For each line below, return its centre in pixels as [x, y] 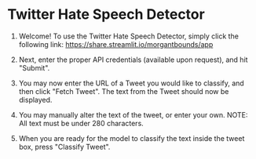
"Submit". [34, 67]
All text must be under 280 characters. [81, 123]
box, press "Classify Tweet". [64, 146]
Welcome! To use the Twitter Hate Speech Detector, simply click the [128, 36]
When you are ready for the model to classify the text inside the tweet [132, 138]
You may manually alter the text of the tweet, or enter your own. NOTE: [133, 114]
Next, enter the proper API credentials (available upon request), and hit [133, 60]
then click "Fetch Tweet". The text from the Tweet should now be [124, 91]
